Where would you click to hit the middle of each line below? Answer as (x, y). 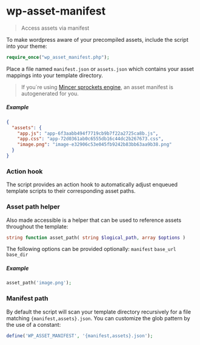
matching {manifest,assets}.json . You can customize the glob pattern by (98, 318)
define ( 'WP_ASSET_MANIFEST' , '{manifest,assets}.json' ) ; (80, 336)
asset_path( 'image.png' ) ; (39, 283)
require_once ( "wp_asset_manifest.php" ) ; (58, 57)
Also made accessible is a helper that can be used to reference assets (94, 220)
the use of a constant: (34, 324)
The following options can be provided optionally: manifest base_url (91, 249)
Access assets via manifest (55, 28)
